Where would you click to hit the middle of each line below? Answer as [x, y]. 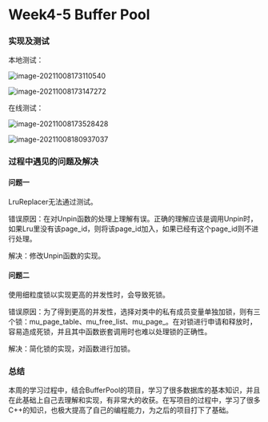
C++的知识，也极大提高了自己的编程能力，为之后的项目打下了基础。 [121, 410]
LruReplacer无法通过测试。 [53, 201]
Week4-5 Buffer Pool [79, 15]
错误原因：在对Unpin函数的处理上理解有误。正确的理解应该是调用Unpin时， [133, 218]
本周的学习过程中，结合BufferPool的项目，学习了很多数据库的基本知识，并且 [134, 390]
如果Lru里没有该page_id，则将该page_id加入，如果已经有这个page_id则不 [130, 229]
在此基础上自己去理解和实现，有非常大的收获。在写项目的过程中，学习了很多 [134, 400]
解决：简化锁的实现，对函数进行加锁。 [71, 348]
